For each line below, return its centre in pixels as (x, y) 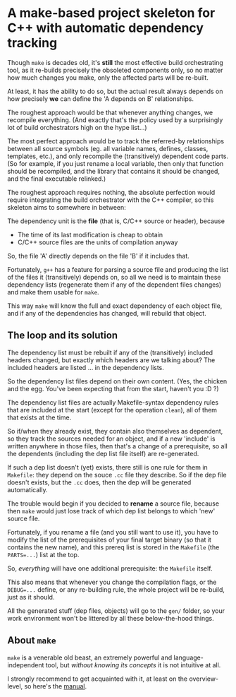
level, (15, 686)
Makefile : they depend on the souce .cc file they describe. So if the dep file (117, 475)
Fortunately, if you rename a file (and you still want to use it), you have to (113, 532)
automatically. (27, 489)
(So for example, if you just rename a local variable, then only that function (116, 163)
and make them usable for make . (54, 292)
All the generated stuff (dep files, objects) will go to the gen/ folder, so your (116, 610)
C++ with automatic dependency (106, 28)
